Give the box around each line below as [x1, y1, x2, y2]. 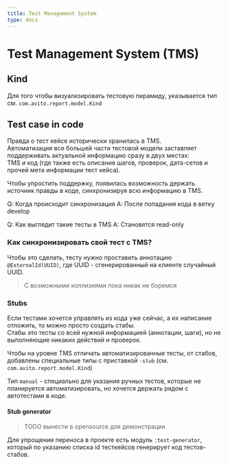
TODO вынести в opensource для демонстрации [23, 423, 166, 431]
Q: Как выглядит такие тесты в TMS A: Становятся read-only [7, 220, 184, 229]
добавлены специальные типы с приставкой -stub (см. [7, 356, 169, 364]
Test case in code [7, 118, 84, 130]
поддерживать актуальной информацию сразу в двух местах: [7, 152, 190, 160]
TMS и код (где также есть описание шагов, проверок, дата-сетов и [7, 159, 208, 167]
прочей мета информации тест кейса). [7, 166, 121, 174]
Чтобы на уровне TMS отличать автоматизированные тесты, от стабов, [7, 349, 218, 357]
